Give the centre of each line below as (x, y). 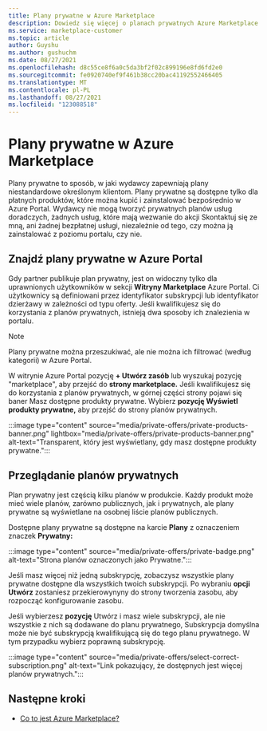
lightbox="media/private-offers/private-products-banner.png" (153, 433)
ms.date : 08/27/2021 (43, 61)
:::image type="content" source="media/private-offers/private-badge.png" (132, 551)
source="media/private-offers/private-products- (169, 425)
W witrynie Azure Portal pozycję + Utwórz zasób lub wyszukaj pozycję (125, 375)
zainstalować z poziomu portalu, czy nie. (75, 234)
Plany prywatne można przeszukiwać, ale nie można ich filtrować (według (130, 351)
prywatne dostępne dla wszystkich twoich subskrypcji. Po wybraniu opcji (129, 583)
